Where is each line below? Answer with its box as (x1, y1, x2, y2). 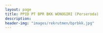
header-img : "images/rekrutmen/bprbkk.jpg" (5, 20, 95, 26)
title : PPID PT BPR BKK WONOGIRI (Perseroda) (5, 12, 99, 16)
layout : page (5, 7, 32, 12)
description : (5, 16, 32, 21)
